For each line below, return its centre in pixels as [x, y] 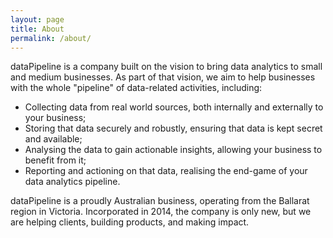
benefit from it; [55, 160]
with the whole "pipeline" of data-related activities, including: [136, 88]
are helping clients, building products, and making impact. [130, 222]
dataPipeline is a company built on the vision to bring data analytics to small [166, 67]
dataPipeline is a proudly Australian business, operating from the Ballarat [160, 201]
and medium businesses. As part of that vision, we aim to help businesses [163, 77]
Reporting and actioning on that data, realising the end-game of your [166, 171]
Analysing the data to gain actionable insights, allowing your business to [173, 150]
